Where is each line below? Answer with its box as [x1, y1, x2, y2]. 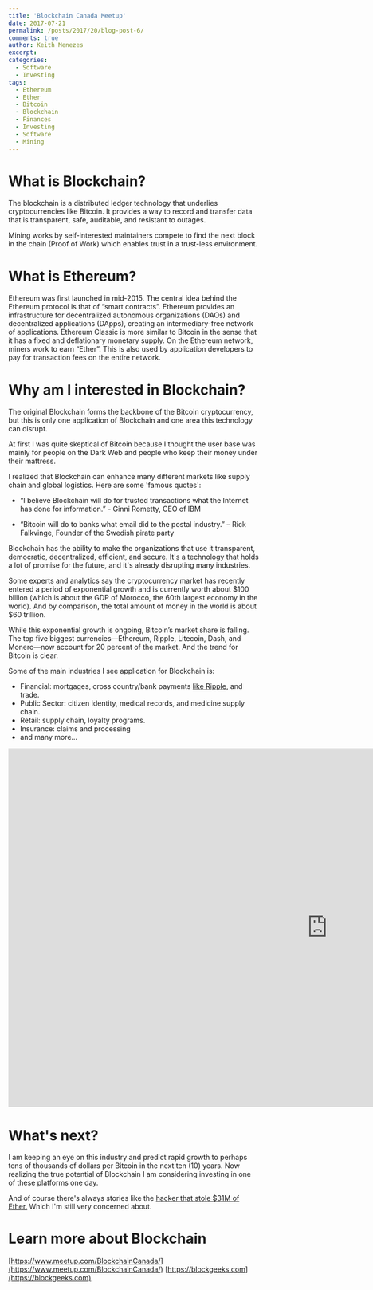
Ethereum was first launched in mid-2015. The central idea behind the [8, 293, 238, 303]
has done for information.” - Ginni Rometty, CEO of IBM [19, 504, 202, 514]
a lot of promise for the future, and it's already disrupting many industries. [8, 560, 251, 570]
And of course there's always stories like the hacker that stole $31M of [8, 1194, 240, 1203]
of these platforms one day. [8, 1178, 99, 1188]
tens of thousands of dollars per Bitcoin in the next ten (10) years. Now [8, 1161, 241, 1170]
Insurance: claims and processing [19, 724, 132, 733]
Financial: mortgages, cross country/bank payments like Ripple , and [19, 682, 243, 691]
